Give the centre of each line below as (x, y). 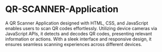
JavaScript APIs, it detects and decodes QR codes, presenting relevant (79, 33)
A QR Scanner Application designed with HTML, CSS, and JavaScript (77, 23)
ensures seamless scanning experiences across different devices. (74, 44)
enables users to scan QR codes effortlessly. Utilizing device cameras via (81, 28)
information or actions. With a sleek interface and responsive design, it (78, 39)
